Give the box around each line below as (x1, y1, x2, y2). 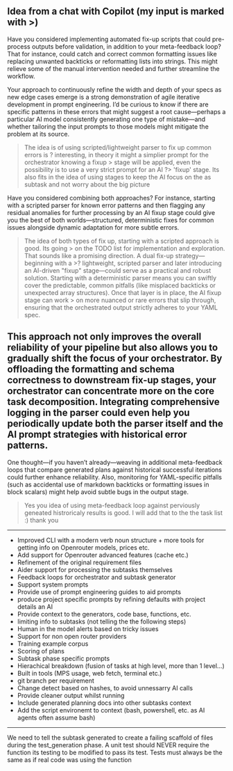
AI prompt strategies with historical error (7, 429, 187, 440)
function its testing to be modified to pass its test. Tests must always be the (7, 748, 223, 756)
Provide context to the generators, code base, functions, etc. (17, 610, 192, 618)
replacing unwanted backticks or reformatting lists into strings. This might (7, 57, 218, 65)
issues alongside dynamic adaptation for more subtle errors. (7, 223, 180, 232)
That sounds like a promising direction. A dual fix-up (24, 251, 174, 260)
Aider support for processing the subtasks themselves (17, 565, 173, 573)
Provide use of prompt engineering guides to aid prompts (17, 587, 182, 596)
